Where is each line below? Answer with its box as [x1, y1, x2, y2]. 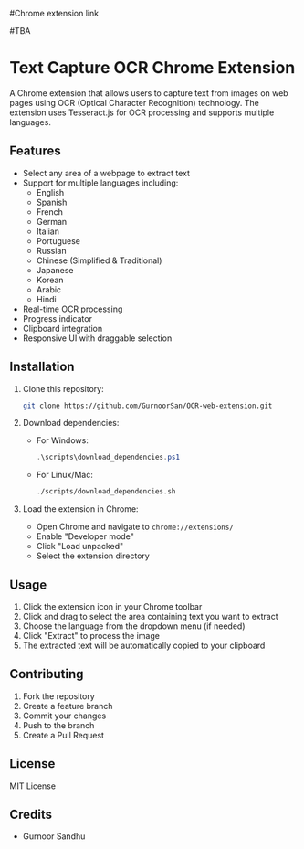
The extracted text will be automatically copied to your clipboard [22, 640, 266, 651]
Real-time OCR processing [22, 303, 123, 314]
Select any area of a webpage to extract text [22, 167, 190, 178]
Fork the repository [22, 690, 96, 702]
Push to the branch [22, 719, 95, 730]
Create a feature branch [22, 700, 113, 711]
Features [9, 143, 61, 159]
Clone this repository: [22, 383, 104, 394]
